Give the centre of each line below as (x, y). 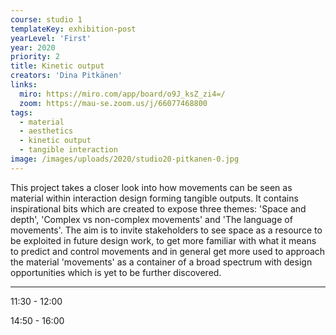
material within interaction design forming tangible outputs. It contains (154, 198)
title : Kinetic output (57, 66)
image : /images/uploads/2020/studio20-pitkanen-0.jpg (125, 159)
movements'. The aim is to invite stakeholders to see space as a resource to (166, 230)
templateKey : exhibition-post (73, 29)
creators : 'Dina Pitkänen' (66, 76)
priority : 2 (35, 57)
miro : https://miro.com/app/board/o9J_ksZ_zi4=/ (122, 94)
